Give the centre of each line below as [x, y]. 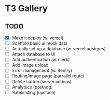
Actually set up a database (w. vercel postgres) [59, 49]
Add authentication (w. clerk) [41, 60]
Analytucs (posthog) [32, 87]
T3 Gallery [27, 8]
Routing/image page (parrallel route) [48, 76]
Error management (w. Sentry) [42, 71]
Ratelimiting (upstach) [34, 92]
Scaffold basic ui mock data [40, 43]
